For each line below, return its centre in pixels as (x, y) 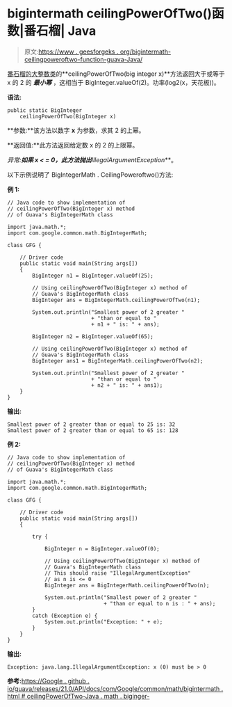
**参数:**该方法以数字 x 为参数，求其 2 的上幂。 (76, 130)
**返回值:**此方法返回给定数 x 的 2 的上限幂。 (73, 145)
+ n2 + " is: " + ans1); (127, 385)
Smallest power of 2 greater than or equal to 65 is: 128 (93, 430)
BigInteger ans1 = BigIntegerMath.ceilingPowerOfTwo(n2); (118, 361)
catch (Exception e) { (65, 616)
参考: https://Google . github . (49, 681)
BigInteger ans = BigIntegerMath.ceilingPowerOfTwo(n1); (116, 300)
